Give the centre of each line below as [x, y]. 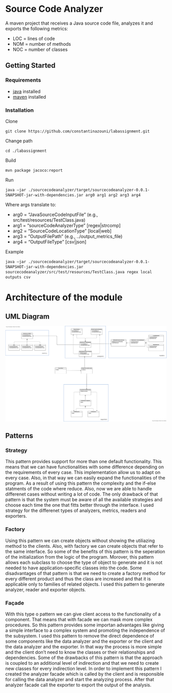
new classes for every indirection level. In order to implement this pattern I [84, 668]
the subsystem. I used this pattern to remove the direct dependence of [80, 636]
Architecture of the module [64, 298]
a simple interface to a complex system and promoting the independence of [85, 630]
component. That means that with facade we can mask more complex [79, 619]
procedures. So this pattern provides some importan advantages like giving [85, 625]
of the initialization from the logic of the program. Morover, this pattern [80, 557]
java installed [27, 91]
